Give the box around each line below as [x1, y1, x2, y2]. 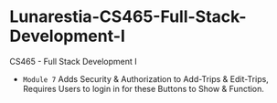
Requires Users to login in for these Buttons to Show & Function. [22, 83, 265, 94]
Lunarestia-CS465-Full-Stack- [9, 6, 247, 27]
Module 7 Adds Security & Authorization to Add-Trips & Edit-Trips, [22, 73, 270, 84]
